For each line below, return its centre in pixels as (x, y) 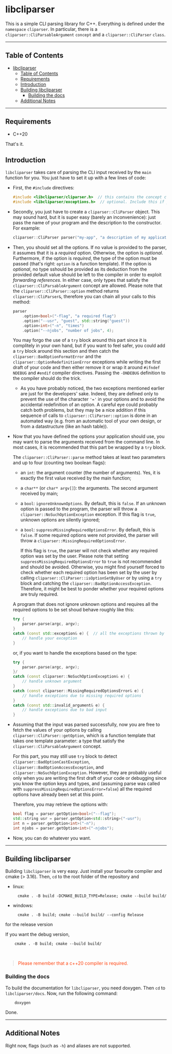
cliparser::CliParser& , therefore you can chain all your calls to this (84, 296)
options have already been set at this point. (58, 795)
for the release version (29, 925)
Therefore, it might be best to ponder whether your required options (92, 589)
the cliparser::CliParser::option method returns (66, 291)
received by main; (39, 493)
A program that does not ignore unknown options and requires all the (85, 604)
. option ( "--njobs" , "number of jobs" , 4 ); (68, 330)
